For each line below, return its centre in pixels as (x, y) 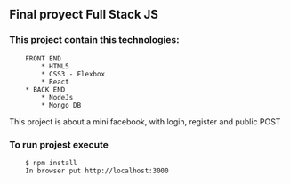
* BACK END (45, 89)
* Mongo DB (61, 105)
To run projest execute (59, 144)
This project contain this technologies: (94, 40)
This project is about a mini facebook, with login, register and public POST (145, 121)
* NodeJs (57, 97)
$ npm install (51, 163)
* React (55, 82)
